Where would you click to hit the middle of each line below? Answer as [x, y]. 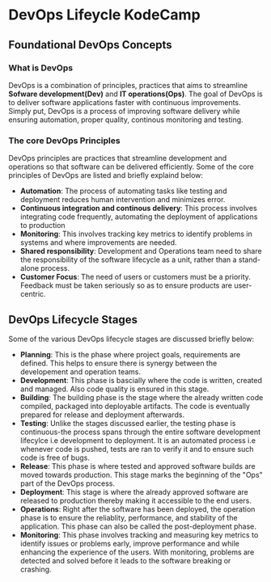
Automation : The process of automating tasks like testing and [123, 191]
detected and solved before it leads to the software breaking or [125, 560]
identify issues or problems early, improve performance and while [130, 543]
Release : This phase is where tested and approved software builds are [138, 466]
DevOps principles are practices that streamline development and [118, 158]
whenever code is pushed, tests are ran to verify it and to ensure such [137, 449]
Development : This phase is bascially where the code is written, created [141, 380]
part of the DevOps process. [68, 483]
